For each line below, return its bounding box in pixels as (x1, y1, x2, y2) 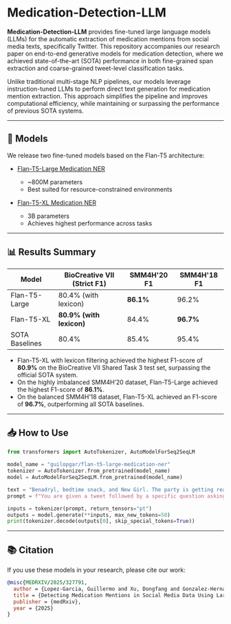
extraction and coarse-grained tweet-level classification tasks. (7, 64, 184, 72)
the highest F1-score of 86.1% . (16, 385, 104, 393)
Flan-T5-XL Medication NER (16, 198, 97, 207)
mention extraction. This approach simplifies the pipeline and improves (7, 91, 208, 100)
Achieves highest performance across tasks (27, 219, 153, 227)
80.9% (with (58, 310, 100, 320)
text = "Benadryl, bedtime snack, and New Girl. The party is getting (7, 486, 214, 493)
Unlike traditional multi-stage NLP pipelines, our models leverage (7, 77, 191, 85)
